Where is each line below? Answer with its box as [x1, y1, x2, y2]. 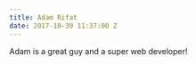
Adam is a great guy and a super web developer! [9, 45, 188, 56]
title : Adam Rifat [9, 12, 78, 22]
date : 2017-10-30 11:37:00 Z [9, 21, 118, 30]
